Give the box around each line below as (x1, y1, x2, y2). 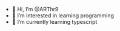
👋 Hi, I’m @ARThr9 (12, 6, 59, 13)
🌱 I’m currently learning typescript (12, 18, 98, 25)
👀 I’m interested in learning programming (12, 12, 114, 19)
